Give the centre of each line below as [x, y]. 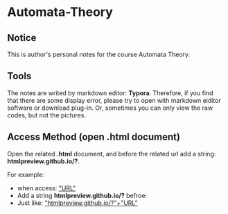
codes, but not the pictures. [47, 115]
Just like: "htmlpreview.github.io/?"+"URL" [78, 203]
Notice [22, 38]
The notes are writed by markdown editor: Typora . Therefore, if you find [110, 93]
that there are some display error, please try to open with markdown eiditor [114, 100]
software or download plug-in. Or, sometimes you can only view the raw [110, 108]
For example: [26, 174]
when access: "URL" [46, 188]
